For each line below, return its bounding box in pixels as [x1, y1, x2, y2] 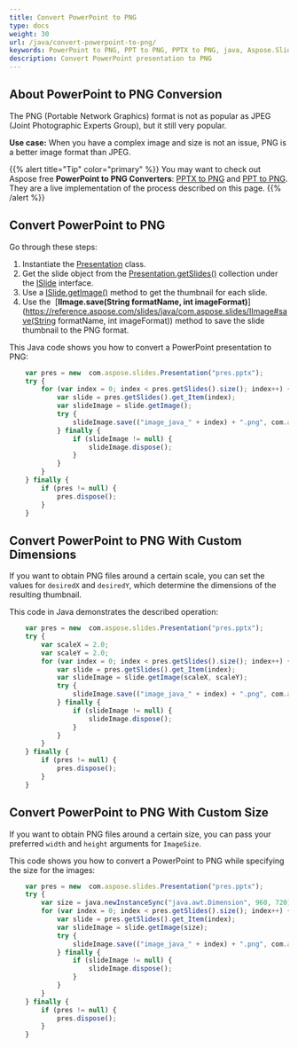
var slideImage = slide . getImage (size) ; [56, 923, 208, 932]
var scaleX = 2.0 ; [41, 640, 109, 649]
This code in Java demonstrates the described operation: [9, 607, 219, 618]
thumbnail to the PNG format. [21, 325, 129, 335]
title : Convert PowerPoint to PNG [9, 12, 137, 22]
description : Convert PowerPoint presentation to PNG [9, 54, 213, 63]
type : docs [9, 21, 50, 30]
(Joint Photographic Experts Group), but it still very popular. [9, 120, 227, 130]
